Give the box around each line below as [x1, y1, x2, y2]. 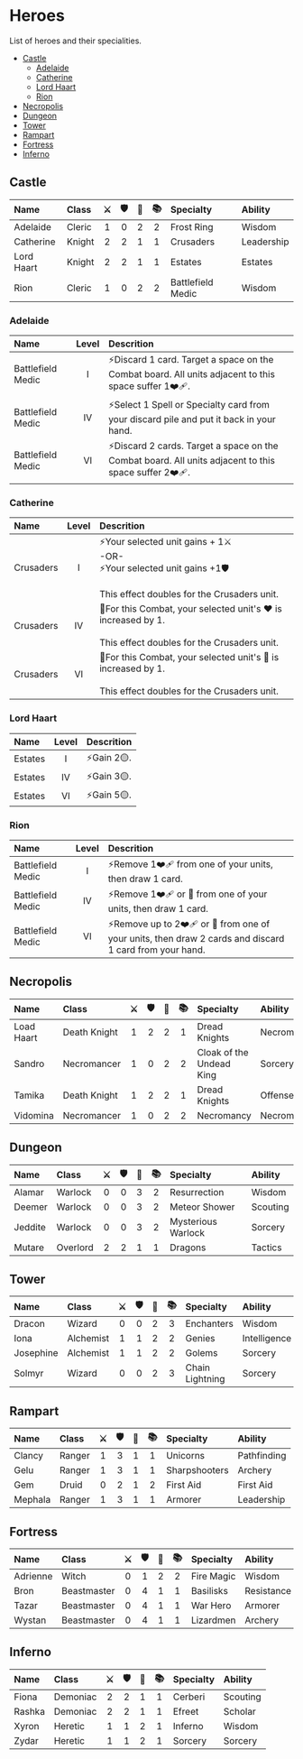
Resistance [244, 1585, 291, 1597]
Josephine [14, 1347, 59, 1359]
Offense [260, 1089, 295, 1101]
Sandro [14, 1057, 45, 1070]
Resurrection [170, 1185, 225, 1198]
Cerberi [172, 1690, 206, 1703]
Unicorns [166, 1450, 206, 1462]
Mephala [14, 1494, 51, 1506]
